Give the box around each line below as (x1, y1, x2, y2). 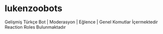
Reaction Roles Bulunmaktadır (4, 24, 66, 30)
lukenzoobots (4, 3, 63, 14)
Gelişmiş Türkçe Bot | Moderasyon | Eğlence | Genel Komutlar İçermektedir (4, 19, 159, 25)
